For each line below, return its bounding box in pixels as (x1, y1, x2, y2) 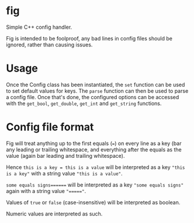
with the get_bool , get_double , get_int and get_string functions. (6, 100, 162, 107)
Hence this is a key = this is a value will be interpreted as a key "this (6, 163, 185, 171)
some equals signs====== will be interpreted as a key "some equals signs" (6, 181, 184, 188)
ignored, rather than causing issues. (6, 41, 93, 48)
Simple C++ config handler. (6, 23, 72, 31)
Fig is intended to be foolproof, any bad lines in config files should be (6, 35, 172, 42)
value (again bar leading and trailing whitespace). (6, 152, 125, 159)
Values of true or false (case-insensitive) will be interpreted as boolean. (6, 198, 181, 206)
